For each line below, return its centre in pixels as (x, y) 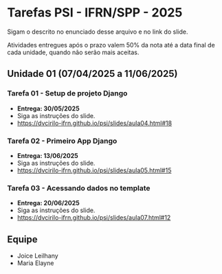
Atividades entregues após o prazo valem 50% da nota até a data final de (111, 45)
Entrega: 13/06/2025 (48, 155)
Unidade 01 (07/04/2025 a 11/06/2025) (92, 74)
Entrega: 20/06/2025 (48, 203)
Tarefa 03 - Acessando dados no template (79, 188)
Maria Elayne (35, 263)
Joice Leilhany (37, 256)
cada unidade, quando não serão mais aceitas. (73, 52)
